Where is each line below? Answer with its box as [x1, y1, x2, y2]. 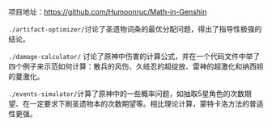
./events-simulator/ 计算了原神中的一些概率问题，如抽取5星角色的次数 [8, 89, 245, 99]
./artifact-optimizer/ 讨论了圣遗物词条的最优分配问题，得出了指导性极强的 [8, 24, 262, 34]
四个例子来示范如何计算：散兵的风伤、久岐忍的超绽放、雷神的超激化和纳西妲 [8, 61, 264, 71]
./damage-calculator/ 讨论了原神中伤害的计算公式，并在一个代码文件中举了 [8, 52, 261, 61]
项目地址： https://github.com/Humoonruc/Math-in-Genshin [8, 7, 207, 16]
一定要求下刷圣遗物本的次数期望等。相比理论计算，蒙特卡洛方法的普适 [29, 99, 264, 108]
